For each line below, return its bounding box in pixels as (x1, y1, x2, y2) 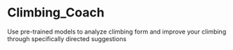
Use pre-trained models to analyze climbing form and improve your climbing (7, 27, 227, 36)
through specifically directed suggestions (7, 34, 127, 42)
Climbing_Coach (7, 5, 105, 21)
